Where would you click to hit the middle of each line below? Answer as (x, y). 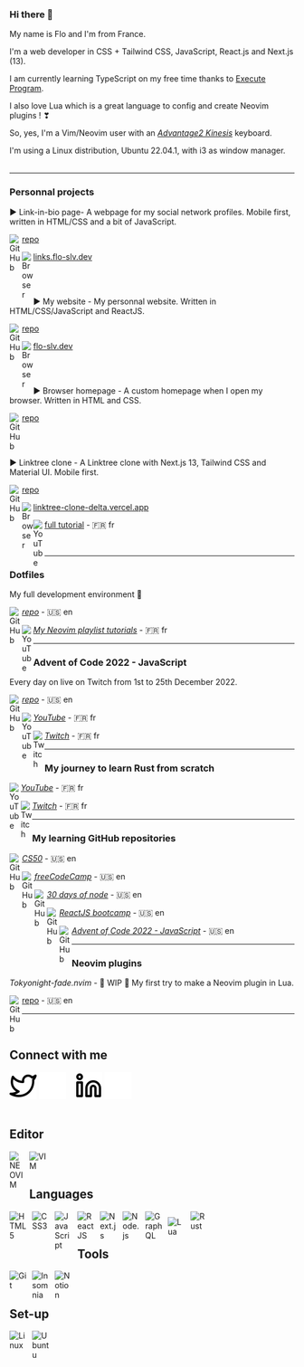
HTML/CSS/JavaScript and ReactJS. (77, 310)
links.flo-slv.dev (63, 256)
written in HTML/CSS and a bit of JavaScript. (93, 222)
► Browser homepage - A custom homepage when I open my (148, 390)
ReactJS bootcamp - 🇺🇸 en (112, 912)
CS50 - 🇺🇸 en (49, 858)
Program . (27, 89)
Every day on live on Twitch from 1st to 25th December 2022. (123, 682)
